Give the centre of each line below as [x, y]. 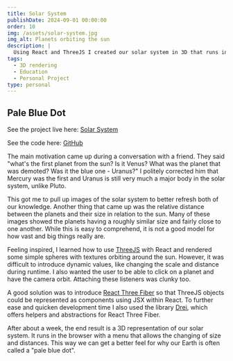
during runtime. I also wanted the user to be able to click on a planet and [111, 272]
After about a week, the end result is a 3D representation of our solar [105, 328]
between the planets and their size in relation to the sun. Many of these [109, 214]
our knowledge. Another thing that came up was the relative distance [106, 207]
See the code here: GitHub [45, 143]
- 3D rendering [35, 65]
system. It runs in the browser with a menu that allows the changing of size [114, 336]
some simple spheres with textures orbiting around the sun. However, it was [115, 257]
